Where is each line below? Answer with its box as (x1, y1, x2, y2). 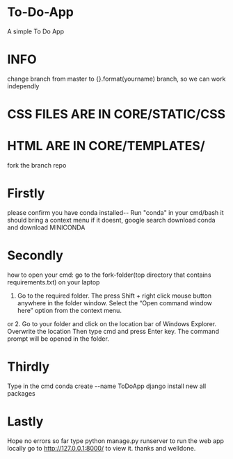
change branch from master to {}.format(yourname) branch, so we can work (7, 74, 226, 83)
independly (7, 81, 40, 90)
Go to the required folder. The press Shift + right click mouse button (17, 291, 212, 300)
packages (7, 389, 36, 397)
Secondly (7, 248, 64, 264)
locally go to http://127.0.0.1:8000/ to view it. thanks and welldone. (7, 444, 196, 452)
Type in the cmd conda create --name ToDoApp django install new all (7, 382, 207, 390)
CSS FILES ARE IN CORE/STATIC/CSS (7, 106, 226, 122)
